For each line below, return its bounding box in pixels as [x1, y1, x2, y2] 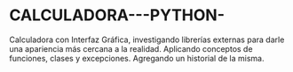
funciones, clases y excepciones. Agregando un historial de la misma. [9, 53, 265, 63]
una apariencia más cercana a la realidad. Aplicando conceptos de [9, 43, 253, 54]
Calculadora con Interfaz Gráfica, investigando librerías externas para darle [9, 34, 285, 45]
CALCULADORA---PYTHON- [9, 5, 225, 25]
